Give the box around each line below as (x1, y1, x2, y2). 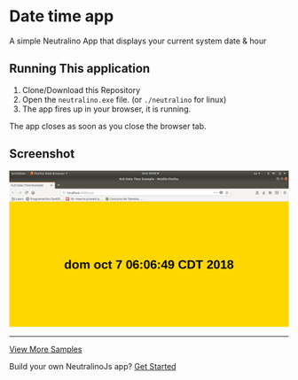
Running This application (9, 61, 151, 76)
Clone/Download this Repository (21, 84, 141, 95)
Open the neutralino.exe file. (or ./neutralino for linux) (21, 94, 227, 105)
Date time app (9, 6, 114, 27)
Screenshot (9, 146, 75, 161)
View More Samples (9, 344, 82, 355)
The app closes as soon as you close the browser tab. (9, 120, 207, 131)
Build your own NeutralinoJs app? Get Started (9, 361, 176, 372)
